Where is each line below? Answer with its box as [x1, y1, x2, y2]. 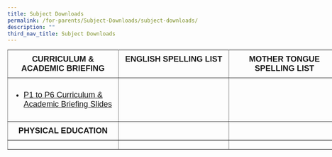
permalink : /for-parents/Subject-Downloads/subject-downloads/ [7, 17, 199, 24]
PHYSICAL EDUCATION [18, 126, 109, 136]
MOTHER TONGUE [248, 54, 321, 64]
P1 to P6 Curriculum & [23, 90, 103, 100]
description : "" [7, 23, 55, 30]
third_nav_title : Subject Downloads [7, 30, 116, 37]
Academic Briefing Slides [23, 100, 112, 110]
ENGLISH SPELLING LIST [125, 54, 223, 64]
